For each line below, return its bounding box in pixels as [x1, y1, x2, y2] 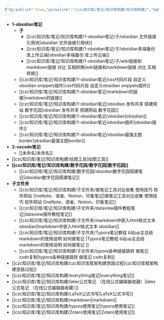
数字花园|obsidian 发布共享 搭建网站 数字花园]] [24, 107, 119, 113]
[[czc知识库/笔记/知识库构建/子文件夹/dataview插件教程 [19, 205, 131, 211]
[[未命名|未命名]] [19, 150, 53, 156]
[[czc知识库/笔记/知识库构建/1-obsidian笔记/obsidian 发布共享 [19, 101, 143, 107]
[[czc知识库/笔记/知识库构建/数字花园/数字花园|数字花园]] [11, 162, 128, 168]
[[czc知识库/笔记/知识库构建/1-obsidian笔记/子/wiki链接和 [26, 58, 142, 64]
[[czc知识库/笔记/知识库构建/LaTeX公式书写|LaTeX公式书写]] [11, 291, 133, 296]
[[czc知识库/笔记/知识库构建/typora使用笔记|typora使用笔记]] [11, 303, 135, 309]
